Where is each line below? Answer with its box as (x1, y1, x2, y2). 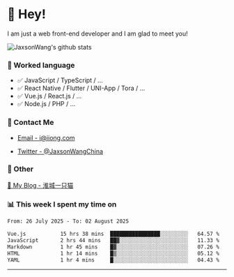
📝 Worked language (7, 60, 75, 70)
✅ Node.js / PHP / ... (17, 100, 76, 108)
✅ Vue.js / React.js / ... (17, 92, 82, 100)
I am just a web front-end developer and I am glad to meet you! (7, 29, 188, 38)
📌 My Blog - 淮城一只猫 (7, 181, 74, 189)
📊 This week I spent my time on (7, 199, 117, 209)
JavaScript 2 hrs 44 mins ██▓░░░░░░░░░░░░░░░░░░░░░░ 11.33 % (7, 237, 219, 244)
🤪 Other (7, 164, 33, 174)
